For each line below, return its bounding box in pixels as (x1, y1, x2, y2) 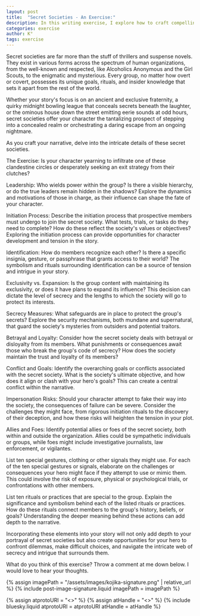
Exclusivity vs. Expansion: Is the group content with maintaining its (6, 280, 170, 286)
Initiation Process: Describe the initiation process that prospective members (6, 212, 192, 219)
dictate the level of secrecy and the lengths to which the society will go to (6, 292, 187, 299)
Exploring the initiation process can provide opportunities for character (6, 231, 180, 238)
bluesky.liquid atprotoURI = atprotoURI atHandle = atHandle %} (6, 603, 161, 610)
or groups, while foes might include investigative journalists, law (6, 439, 164, 445)
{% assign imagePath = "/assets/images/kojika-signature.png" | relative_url (6, 579, 191, 586)
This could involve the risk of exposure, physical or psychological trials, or (6, 475, 188, 482)
